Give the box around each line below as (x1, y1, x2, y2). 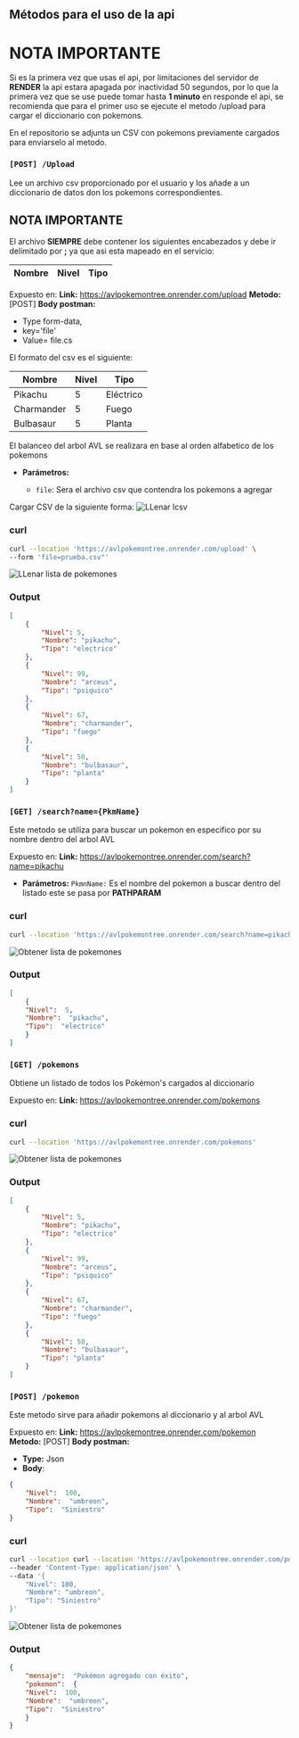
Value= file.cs (21, 335, 73, 346)
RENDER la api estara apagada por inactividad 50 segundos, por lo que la (9, 82, 279, 93)
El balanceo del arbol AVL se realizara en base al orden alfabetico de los (9, 441, 274, 451)
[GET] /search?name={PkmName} (9, 807, 141, 816)
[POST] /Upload (9, 160, 76, 170)
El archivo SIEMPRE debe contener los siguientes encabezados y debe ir (9, 236, 277, 247)
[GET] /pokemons (9, 1059, 80, 1070)
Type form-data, (21, 316, 83, 327)
